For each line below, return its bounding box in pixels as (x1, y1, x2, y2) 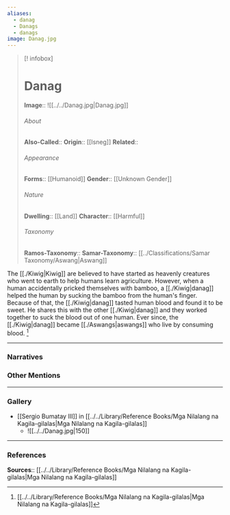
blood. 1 (7, 327, 29, 337)
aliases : (7, 10, 32, 17)
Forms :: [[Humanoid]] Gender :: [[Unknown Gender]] (23, 175, 172, 183)
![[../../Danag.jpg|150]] (27, 427, 90, 435)
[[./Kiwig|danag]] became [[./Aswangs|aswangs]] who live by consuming (7, 320, 214, 328)
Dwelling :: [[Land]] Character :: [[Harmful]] (23, 212, 145, 220)
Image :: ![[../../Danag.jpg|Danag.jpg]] (23, 101, 129, 110)
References (7, 450, 47, 459)
